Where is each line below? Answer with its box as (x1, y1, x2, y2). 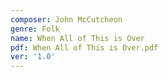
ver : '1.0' (10, 52, 56, 62)
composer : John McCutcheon (10, 14, 123, 25)
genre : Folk (10, 24, 60, 34)
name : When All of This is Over (10, 33, 145, 43)
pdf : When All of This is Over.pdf (10, 42, 159, 53)
